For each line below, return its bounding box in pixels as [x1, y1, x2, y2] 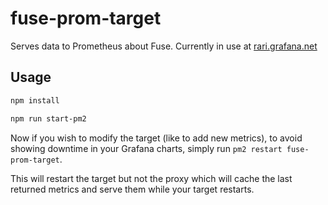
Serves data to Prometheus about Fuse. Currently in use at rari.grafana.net [10, 40, 318, 52]
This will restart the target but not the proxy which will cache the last [10, 172, 293, 184]
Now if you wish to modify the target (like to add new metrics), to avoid [10, 132, 303, 144]
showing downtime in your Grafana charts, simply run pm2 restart [10, 142, 283, 154]
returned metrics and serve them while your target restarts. [10, 183, 255, 195]
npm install [10, 95, 60, 106]
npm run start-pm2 [10, 113, 87, 124]
